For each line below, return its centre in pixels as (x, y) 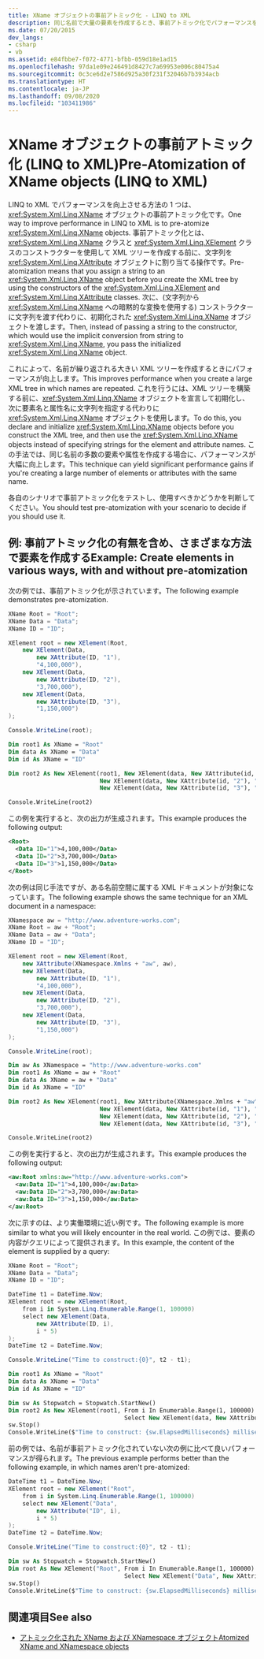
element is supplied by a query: (59, 1251)
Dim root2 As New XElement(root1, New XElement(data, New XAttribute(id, (132, 773)
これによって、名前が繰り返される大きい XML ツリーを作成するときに (121, 369)
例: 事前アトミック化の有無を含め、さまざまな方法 (130, 543)
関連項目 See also (50, 1617)
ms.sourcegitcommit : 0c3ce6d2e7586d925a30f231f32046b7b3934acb (114, 74)
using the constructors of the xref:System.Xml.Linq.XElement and (114, 288)
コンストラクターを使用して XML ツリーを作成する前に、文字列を (127, 252)
